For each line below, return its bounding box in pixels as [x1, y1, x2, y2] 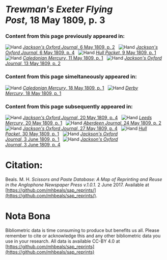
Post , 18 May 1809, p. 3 [5, 14, 105, 26]
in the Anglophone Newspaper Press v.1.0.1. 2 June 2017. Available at [5, 182, 149, 188]
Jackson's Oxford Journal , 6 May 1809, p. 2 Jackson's [22, 44, 158, 50]
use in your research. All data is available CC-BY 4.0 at [5, 238, 120, 244]
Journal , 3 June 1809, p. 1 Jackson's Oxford [5, 136, 118, 142]
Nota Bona [5, 211, 51, 222]
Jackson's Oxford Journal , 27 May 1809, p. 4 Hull [22, 125, 147, 132]
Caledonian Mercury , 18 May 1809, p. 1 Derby [22, 85, 138, 91]
